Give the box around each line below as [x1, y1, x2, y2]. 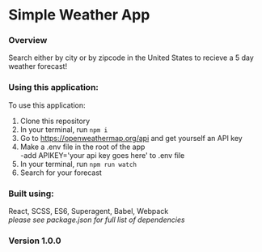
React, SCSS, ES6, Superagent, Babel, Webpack [8, 207, 169, 216]
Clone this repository [19, 116, 91, 126]
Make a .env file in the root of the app [19, 142, 146, 152]
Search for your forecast [19, 168, 103, 177]
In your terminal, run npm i [19, 124, 108, 135]
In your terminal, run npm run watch [19, 159, 137, 169]
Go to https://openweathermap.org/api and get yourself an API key [19, 133, 243, 143]
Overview [8, 35, 48, 46]
